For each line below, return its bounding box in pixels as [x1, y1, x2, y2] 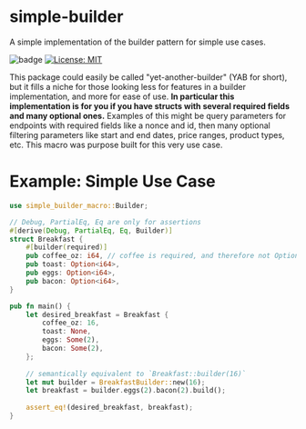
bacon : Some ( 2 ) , [42, 344, 104, 353]
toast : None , [42, 327, 92, 336]
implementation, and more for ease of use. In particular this [9, 91, 235, 102]
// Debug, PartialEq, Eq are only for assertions [9, 217, 202, 226]
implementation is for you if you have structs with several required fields [9, 100, 290, 111]
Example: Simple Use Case [9, 171, 216, 192]
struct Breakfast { [9, 234, 84, 244]
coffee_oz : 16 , [42, 318, 100, 328]
